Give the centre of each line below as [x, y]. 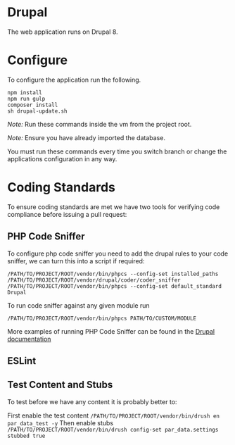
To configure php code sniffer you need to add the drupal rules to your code [118, 253]
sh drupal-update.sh [38, 111]
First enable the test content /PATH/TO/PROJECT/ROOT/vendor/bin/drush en [114, 415]
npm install [25, 92]
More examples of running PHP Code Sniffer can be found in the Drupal [111, 331]
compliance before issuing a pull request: [67, 214]
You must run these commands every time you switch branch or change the [117, 151]
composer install [33, 105]
